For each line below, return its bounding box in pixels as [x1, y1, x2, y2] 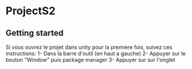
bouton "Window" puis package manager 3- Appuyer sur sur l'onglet [5, 57, 176, 63]
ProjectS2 [5, 4, 56, 18]
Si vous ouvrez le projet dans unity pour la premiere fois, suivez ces [5, 43, 173, 51]
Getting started [5, 28, 64, 38]
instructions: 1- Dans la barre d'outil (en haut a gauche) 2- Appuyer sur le [5, 50, 186, 57]
